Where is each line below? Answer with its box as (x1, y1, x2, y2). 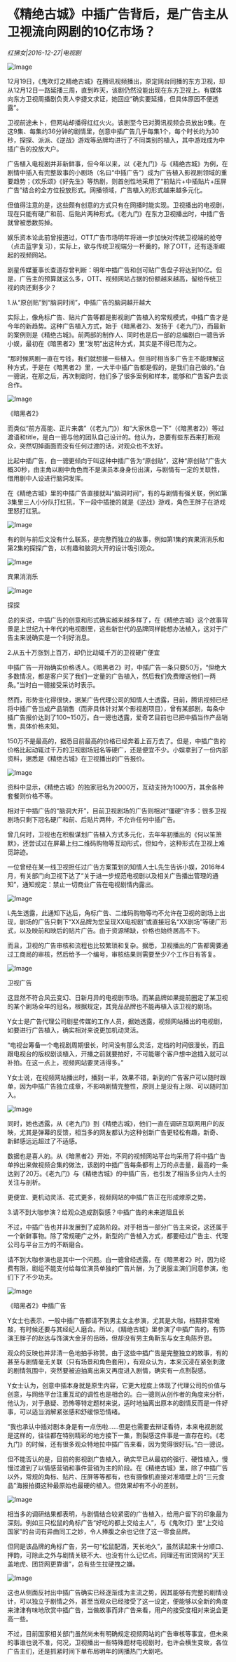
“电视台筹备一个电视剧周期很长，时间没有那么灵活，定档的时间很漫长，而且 (7, 1040, 225, 1049)
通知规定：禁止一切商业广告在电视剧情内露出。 (22, 880, 158, 889)
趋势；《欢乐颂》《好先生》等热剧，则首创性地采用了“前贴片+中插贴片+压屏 (13, 177, 227, 185)
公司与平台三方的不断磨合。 (7, 1240, 88, 1249)
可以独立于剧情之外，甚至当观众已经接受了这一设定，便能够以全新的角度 (19, 1597, 228, 1605)
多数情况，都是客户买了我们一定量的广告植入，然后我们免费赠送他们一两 (7, 672, 216, 680)
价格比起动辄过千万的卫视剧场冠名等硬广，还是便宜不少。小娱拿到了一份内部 (7, 745, 228, 754)
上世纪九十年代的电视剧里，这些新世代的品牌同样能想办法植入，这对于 (19, 624, 222, 632)
